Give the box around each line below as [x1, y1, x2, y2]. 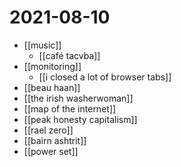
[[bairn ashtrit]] [23, 134, 87, 146]
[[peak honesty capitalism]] [23, 113, 138, 125]
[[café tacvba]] [38, 49, 101, 61]
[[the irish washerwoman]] [23, 92, 134, 104]
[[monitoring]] [23, 60, 82, 72]
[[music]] [23, 39, 62, 51]
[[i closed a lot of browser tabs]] [38, 71, 172, 83]
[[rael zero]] [23, 124, 74, 136]
